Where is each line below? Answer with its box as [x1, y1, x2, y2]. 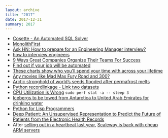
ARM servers [12, 127, 40, 133]
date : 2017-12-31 [5, 17, 42, 22]
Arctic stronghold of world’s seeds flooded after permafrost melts [12, 79, 150, 85]
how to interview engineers [12, 52, 70, 58]
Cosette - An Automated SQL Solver [12, 36, 88, 42]
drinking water [12, 100, 43, 107]
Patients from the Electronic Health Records [12, 116, 105, 122]
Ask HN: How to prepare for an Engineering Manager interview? [12, 46, 146, 52]
